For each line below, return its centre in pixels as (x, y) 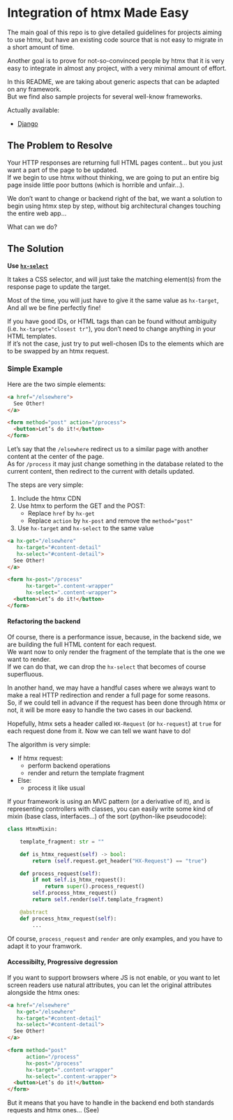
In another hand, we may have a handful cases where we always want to (112, 688)
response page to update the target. (59, 286)
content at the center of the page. (56, 457)
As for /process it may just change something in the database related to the (115, 464)
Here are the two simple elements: (57, 384)
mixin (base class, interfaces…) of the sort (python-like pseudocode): (107, 816)
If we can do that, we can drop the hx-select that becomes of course (107, 667)
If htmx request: (40, 758)
